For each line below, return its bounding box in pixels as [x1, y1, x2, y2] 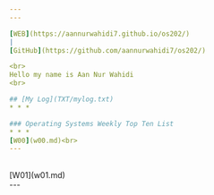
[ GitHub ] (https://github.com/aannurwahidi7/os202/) [9, 46, 206, 55]
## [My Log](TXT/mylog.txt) [9, 95, 115, 104]
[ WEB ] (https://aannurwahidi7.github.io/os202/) [9, 29, 191, 38]
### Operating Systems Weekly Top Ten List [9, 119, 175, 128]
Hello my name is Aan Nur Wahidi [9, 71, 134, 80]
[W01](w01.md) [9, 170, 65, 181]
